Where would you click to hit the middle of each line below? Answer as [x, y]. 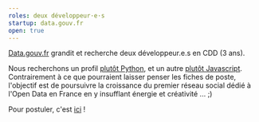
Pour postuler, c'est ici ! [47, 109]
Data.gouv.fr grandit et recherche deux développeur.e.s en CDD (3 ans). [127, 53]
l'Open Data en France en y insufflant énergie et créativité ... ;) [110, 94]
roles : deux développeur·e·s [57, 16]
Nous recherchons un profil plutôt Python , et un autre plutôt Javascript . [126, 69]
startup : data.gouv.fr [46, 23]
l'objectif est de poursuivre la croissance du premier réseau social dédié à [129, 85]
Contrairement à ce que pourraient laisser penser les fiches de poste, [122, 77]
